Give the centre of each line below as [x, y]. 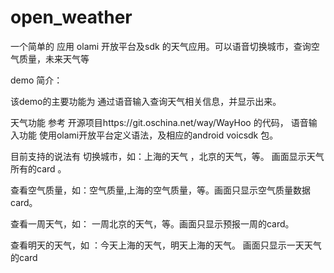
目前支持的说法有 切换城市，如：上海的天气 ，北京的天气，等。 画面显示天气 [167, 156]
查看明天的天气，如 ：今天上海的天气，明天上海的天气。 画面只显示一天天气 [166, 245]
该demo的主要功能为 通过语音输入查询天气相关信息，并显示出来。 [146, 101]
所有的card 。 [38, 168]
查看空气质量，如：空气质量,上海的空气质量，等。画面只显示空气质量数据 [161, 190]
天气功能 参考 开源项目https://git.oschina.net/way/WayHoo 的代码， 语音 [159, 122]
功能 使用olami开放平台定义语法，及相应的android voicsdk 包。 [148, 135]
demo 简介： [36, 80]
